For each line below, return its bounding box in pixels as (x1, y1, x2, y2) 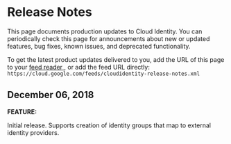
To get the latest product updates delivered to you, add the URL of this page (7, 55, 225, 63)
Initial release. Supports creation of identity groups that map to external (7, 121, 212, 129)
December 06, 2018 (7, 89, 94, 101)
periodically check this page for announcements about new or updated (7, 34, 210, 42)
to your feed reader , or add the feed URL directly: (7, 63, 151, 71)
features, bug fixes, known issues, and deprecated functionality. (7, 42, 191, 50)
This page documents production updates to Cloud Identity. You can (7, 27, 203, 35)
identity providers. (7, 128, 60, 136)
